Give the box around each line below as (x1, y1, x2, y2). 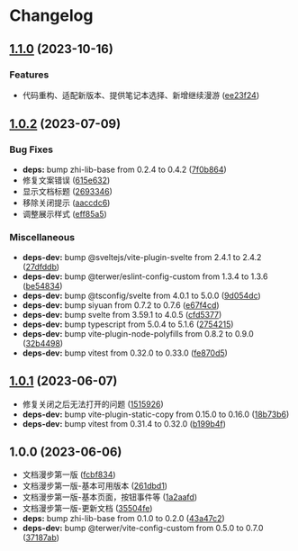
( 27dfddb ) (22, 261, 60, 272)
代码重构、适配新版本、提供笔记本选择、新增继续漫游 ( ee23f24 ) (22, 89, 260, 100)
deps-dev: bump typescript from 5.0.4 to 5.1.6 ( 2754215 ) (22, 319, 234, 330)
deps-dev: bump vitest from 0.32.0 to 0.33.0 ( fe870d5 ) (22, 348, 228, 358)
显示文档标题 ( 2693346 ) (22, 185, 113, 196)
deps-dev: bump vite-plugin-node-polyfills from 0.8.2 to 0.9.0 (22, 328, 254, 339)
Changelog (9, 5, 94, 26)
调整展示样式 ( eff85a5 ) (22, 208, 108, 219)
